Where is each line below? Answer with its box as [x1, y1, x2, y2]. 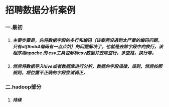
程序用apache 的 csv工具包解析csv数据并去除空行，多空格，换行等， [12, 50, 156, 56]
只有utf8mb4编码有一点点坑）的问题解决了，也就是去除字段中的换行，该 [12, 43, 163, 49]
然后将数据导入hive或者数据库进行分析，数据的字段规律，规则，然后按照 [12, 63, 162, 69]
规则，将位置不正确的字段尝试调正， [12, 70, 88, 76]
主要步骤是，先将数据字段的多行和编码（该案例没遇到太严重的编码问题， [12, 37, 162, 43]
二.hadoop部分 [5, 83, 42, 90]
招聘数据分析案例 [5, 5, 76, 16]
